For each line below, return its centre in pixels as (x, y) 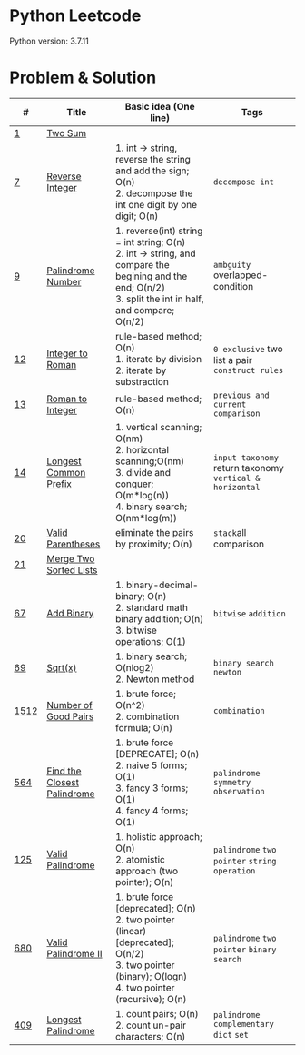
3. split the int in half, (159, 299)
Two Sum (67, 133)
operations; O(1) (150, 641)
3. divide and (143, 472)
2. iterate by (141, 370)
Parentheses (74, 544)
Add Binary (70, 613)
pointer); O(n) (144, 882)
